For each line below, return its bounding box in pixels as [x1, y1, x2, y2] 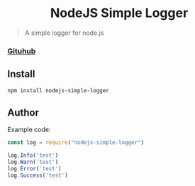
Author [7, 106, 39, 119]
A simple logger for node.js [24, 28, 104, 37]
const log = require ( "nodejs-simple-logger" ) [7, 139, 144, 146]
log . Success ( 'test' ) [7, 172, 69, 179]
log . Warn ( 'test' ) [7, 158, 59, 166]
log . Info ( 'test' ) [7, 152, 59, 159]
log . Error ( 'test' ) [7, 165, 62, 172]
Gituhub [7, 46, 36, 56]
